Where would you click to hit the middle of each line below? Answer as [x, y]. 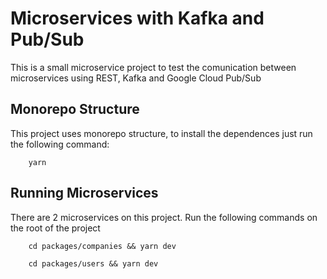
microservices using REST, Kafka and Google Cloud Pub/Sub [136, 78]
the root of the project [55, 228]
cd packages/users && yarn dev [93, 263]
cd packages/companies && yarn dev [102, 246]
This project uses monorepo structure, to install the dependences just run [161, 133]
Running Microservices [84, 193]
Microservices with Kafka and [137, 18]
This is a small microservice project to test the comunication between [153, 67]
